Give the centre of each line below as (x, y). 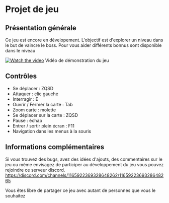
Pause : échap (27, 120)
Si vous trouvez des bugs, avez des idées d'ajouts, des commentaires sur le (84, 159)
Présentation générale (41, 28)
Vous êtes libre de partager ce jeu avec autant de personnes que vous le (80, 190)
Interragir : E (25, 99)
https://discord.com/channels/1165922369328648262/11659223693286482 (84, 175)
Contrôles (21, 76)
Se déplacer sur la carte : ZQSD (45, 115)
